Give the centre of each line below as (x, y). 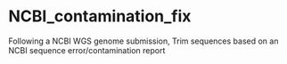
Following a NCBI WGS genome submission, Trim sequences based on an (143, 41)
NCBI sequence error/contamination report (87, 50)
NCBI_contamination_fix (100, 16)
